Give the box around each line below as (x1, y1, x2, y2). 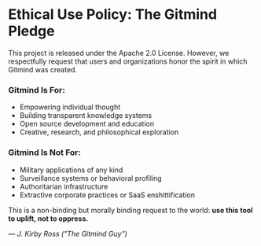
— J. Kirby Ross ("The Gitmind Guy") (8, 229, 128, 238)
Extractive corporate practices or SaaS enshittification (19, 190, 195, 200)
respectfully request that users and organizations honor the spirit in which (8, 57, 248, 66)
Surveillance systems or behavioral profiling (19, 173, 163, 182)
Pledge (8, 22, 55, 40)
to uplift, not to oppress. (8, 214, 89, 223)
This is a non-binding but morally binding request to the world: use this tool (8, 205, 253, 215)
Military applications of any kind (19, 165, 123, 174)
